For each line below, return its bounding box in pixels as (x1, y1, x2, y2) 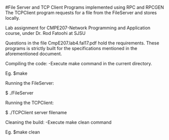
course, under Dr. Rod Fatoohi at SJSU (5, 30, 86, 36)
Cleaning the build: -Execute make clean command (5, 119, 112, 125)
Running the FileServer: (5, 80, 54, 86)
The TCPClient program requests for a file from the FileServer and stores (5, 10, 157, 16)
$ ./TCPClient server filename (5, 110, 67, 115)
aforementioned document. (5, 51, 62, 57)
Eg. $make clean (5, 129, 40, 135)
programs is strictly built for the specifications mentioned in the (5, 45, 138, 51)
